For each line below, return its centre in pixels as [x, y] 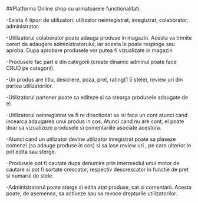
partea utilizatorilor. [30, 86]
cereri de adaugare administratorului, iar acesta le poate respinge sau [90, 44]
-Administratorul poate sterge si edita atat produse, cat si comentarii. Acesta [99, 187]
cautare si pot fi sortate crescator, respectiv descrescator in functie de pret [98, 169]
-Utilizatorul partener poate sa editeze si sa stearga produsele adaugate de [97, 97]
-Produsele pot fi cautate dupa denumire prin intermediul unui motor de [93, 163]
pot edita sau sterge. [31, 152]
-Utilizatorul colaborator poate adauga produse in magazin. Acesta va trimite [99, 38]
